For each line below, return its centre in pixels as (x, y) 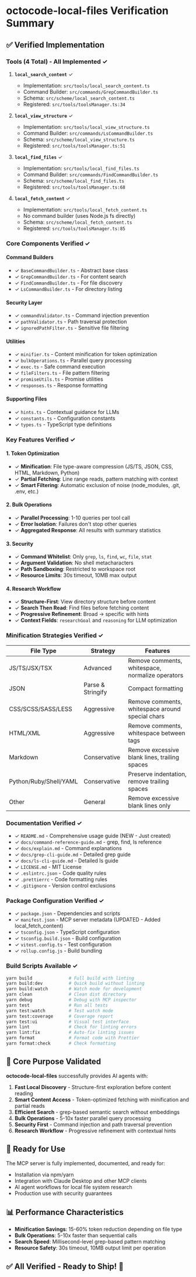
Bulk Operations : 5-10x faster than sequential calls (76, 1235)
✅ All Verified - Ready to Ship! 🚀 (65, 1266)
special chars (146, 716)
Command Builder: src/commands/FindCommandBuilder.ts (91, 174)
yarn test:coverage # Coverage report (60, 1016)
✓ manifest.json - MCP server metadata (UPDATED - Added (87, 920)
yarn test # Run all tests (57, 1005)
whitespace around (154, 708)
